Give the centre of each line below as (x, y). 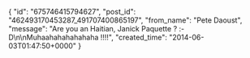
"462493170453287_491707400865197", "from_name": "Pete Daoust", (125, 20)
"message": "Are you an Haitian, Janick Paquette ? (93, 29)
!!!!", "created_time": (134, 37)
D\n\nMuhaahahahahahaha (54, 37)
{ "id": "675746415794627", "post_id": (72, 12)
